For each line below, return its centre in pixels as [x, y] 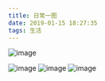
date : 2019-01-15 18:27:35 [53, 23]
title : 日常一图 [33, 15]
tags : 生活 [25, 30]
